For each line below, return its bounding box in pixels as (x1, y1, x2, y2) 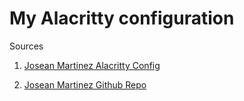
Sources (9, 40, 44, 52)
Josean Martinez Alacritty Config (23, 59, 161, 71)
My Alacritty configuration (9, 7, 235, 30)
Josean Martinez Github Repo (23, 78, 147, 91)
